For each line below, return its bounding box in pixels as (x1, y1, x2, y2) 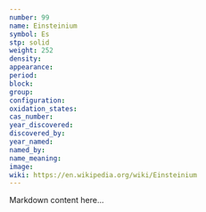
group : (9, 87, 34, 96)
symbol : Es (9, 29, 50, 38)
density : (9, 54, 42, 63)
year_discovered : (9, 121, 74, 130)
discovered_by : (9, 129, 66, 138)
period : (9, 71, 38, 80)
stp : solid (9, 37, 50, 47)
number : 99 (9, 12, 50, 22)
